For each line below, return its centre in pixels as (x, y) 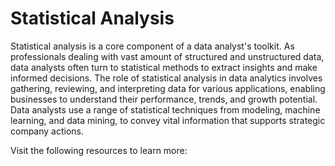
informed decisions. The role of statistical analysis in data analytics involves (166, 78)
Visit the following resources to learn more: (99, 150)
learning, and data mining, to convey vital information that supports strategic (168, 120)
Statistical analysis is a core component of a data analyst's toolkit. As (152, 46)
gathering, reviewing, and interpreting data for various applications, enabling (168, 88)
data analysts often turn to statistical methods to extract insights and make (164, 67)
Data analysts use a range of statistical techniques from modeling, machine (165, 109)
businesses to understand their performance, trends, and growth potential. (164, 99)
